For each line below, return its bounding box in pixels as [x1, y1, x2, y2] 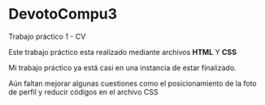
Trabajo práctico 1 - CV [8, 31, 86, 41]
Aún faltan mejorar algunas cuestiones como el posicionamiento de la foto [8, 78, 258, 88]
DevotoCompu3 [8, 5, 118, 23]
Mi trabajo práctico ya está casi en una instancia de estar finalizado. [8, 62, 237, 73]
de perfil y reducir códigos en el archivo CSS [8, 86, 159, 97]
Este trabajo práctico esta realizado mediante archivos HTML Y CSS [8, 47, 237, 57]
